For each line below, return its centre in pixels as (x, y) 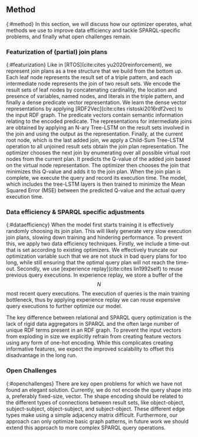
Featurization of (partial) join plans (57, 51)
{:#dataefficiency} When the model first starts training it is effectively (90, 225)
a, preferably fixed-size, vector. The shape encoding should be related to (95, 396)
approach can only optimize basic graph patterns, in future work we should (98, 421)
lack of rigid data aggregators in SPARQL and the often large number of (93, 324)
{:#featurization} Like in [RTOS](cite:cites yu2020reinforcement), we (89, 65)
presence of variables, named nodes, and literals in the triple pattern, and (95, 96)
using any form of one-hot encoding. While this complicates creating (90, 343)
